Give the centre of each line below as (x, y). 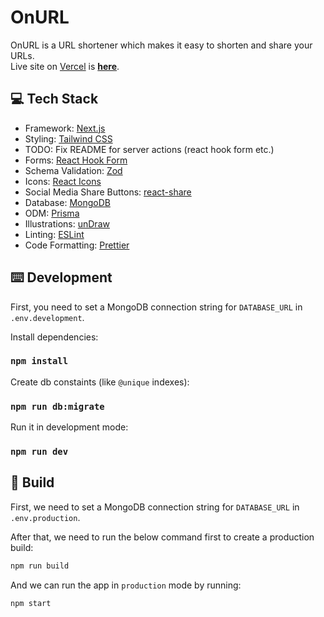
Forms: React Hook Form (76, 160)
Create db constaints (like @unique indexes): (100, 382)
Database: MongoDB (67, 202)
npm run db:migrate (57, 406)
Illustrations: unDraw (67, 223)
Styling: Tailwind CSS (68, 138)
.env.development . (47, 317)
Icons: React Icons (63, 181)
